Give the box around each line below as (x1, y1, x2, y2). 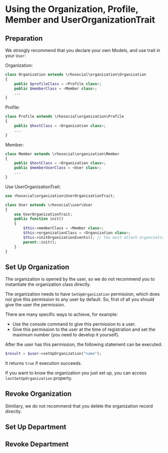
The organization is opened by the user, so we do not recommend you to (5, 276, 155, 282)
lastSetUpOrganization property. (5, 375, 72, 381)
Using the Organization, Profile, (5, 4, 138, 15)
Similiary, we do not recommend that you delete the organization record (5, 403, 153, 409)
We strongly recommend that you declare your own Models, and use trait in (5, 48, 160, 53)
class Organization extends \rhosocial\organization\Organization (5, 72, 146, 77)
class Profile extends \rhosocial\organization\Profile (5, 114, 124, 119)
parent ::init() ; (23, 239, 57, 245)
